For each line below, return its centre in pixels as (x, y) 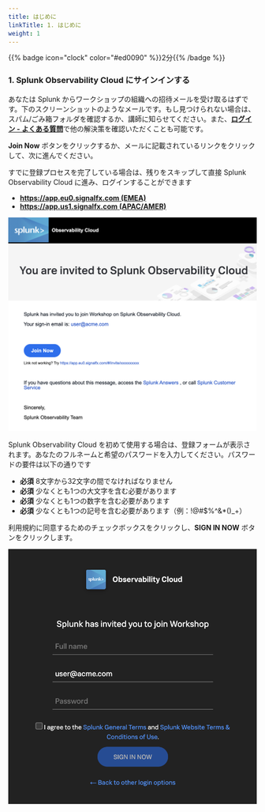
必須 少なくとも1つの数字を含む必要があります (95, 501)
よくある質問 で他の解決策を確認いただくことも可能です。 (114, 128)
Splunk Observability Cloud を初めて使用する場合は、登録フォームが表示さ (129, 445)
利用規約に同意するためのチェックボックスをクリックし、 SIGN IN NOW (124, 528)
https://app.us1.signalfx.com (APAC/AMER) (93, 206)
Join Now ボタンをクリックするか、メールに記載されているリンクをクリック (132, 145)
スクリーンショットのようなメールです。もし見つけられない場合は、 (145, 109)
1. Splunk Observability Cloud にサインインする (99, 81)
